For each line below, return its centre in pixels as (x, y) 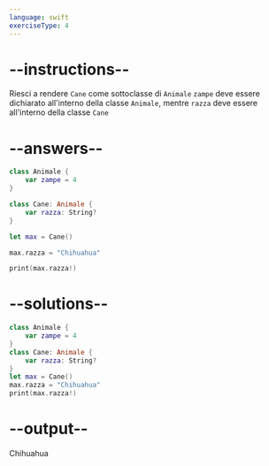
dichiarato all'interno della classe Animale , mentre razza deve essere (134, 103)
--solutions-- (59, 304)
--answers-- (56, 148)
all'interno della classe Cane (59, 112)
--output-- (49, 429)
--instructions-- (69, 69)
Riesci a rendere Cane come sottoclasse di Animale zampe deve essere (135, 94)
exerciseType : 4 (39, 26)
